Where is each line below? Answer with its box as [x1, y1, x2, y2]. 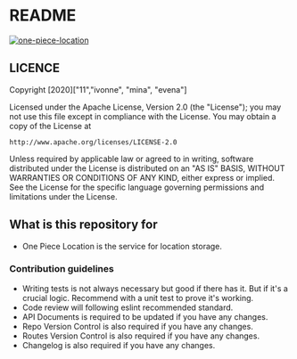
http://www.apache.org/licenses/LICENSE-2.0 [9, 137, 177, 147]
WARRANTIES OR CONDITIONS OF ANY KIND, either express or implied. [9, 172, 275, 183]
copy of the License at [9, 120, 92, 131]
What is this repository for [9, 217, 158, 233]
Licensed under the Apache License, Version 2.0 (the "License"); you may [9, 102, 282, 112]
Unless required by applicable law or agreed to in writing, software [9, 153, 254, 164]
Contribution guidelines [9, 263, 114, 275]
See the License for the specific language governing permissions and [9, 182, 265, 192]
